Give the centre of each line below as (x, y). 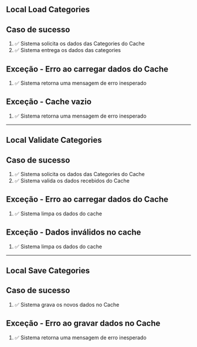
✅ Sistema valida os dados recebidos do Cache (72, 181)
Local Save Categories (48, 271)
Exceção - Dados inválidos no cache (74, 233)
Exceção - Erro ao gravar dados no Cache (83, 323)
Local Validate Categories (54, 140)
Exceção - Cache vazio (49, 102)
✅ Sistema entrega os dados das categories (68, 50)
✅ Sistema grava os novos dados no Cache (67, 304)
